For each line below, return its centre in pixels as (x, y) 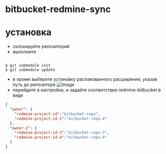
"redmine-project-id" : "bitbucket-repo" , (57, 114)
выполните (24, 52)
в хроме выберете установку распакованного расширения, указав (85, 79)
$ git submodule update (30, 70)
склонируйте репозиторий (41, 46)
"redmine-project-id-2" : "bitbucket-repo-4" (61, 119)
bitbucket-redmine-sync (58, 9)
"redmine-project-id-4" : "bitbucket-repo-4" (61, 137)
